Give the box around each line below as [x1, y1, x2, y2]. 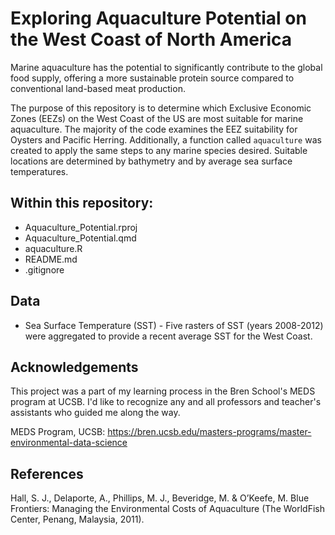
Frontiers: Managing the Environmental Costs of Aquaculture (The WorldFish [10, 503, 325, 515]
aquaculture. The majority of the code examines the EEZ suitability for [10, 123, 298, 135]
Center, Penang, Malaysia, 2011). [10, 513, 145, 526]
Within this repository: [10, 195, 154, 212]
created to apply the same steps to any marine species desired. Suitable [10, 144, 308, 156]
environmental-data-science [10, 437, 128, 449]
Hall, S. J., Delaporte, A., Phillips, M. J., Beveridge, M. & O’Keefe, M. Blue [10, 492, 310, 504]
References [10, 465, 84, 482]
